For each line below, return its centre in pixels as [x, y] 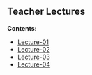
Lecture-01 [33, 42]
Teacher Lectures [46, 12]
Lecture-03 [33, 57]
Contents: [22, 28]
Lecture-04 [34, 64]
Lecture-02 [33, 49]
